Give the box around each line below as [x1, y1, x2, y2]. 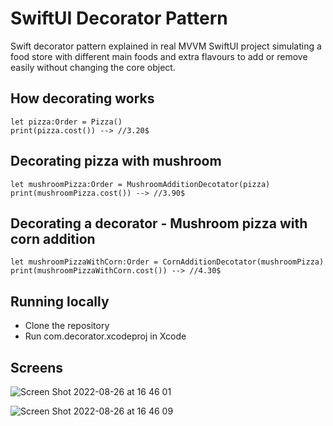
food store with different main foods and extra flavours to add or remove [10, 50, 308, 62]
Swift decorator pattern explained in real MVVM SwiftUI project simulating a [10, 40, 322, 52]
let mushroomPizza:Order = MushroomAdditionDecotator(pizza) [10, 179, 271, 189]
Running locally [10, 293, 110, 310]
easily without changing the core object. [10, 61, 176, 73]
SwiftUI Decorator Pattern [10, 7, 228, 30]
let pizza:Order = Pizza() [10, 117, 123, 127]
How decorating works [10, 90, 155, 107]
